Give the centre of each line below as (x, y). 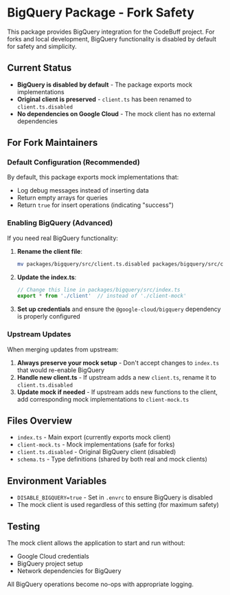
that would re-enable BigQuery (61, 370)
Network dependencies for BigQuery (69, 571)
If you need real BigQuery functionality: (63, 238)
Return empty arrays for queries (62, 198)
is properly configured (48, 316)
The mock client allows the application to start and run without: (96, 543)
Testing (24, 527)
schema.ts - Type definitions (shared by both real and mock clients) (112, 459)
